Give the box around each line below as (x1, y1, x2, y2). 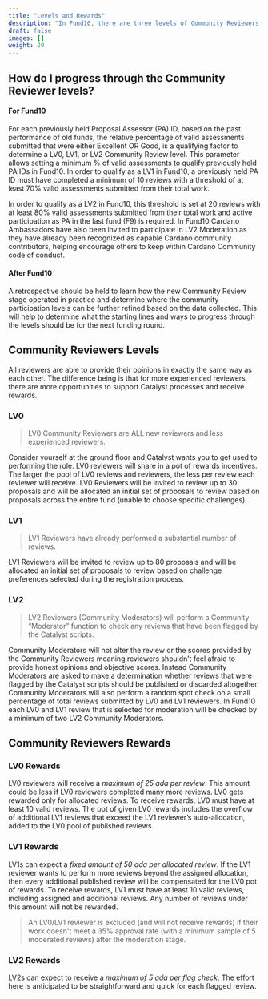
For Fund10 (8, 106, 46, 116)
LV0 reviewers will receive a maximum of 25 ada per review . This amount (8, 779, 250, 788)
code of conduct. (8, 250, 66, 260)
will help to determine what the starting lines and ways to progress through (8, 312, 255, 321)
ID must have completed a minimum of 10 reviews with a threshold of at (8, 175, 244, 184)
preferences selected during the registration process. (8, 574, 185, 584)
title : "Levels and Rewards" (8, 11, 106, 20)
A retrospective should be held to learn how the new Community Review (8, 286, 246, 296)
